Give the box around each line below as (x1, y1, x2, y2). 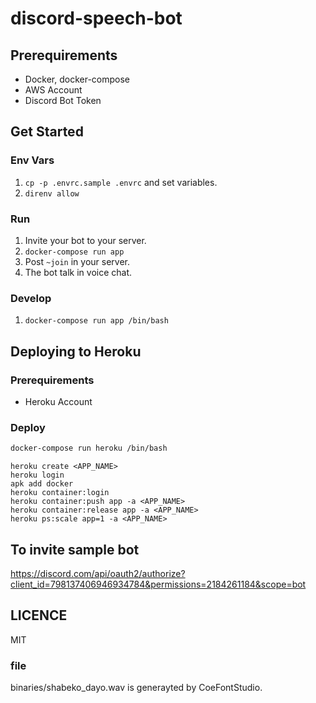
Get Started (10, 123, 84, 141)
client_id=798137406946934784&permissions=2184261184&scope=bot (10, 578, 307, 590)
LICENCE (10, 607, 68, 624)
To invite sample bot (10, 541, 140, 558)
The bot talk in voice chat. (24, 266, 133, 278)
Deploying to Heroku (10, 343, 142, 360)
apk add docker (10, 479, 74, 489)
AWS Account (24, 84, 83, 96)
